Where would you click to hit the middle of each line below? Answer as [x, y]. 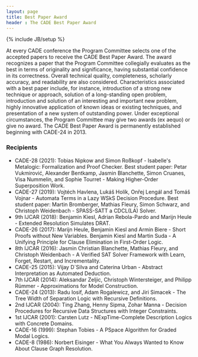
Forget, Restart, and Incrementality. [58, 261]
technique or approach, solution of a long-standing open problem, [87, 94]
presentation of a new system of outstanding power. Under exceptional [92, 113]
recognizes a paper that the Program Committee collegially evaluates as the [98, 63]
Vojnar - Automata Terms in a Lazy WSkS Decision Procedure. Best [96, 198]
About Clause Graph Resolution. [53, 348]
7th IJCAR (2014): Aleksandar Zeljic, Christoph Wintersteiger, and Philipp [103, 279]
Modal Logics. [32, 336]
